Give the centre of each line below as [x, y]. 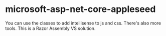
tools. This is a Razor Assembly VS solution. [50, 28]
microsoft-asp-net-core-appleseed [80, 9]
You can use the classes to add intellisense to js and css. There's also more [83, 23]
